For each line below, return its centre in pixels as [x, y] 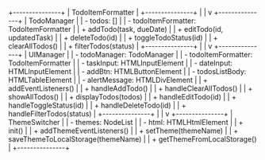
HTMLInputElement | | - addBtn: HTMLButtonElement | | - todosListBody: [127, 71]
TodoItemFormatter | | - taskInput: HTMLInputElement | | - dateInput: [120, 63]
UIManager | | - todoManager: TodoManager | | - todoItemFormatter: [141, 55]
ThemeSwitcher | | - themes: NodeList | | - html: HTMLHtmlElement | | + [126, 122]
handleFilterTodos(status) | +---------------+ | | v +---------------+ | [121, 114]
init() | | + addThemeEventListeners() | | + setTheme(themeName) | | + [123, 131]
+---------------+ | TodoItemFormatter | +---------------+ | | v [110, 12]
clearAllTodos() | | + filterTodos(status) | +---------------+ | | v [110, 46]
